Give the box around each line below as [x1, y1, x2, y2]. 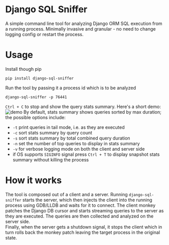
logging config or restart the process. [5, 31, 84, 37]
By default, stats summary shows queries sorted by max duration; [23, 108, 162, 115]
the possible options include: [5, 114, 66, 120]
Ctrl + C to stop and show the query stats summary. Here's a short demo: [5, 103, 161, 110]
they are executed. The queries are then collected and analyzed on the [5, 213, 154, 219]
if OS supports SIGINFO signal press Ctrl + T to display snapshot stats [12, 151, 160, 157]
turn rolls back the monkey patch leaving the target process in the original [5, 229, 160, 235]
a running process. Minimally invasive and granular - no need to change [5, 25, 156, 32]
